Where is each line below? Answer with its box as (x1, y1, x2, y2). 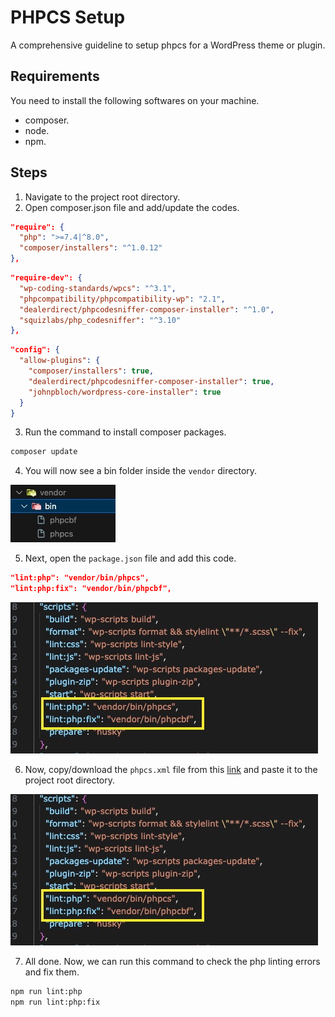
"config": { (10, 345, 60, 355)
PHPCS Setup (10, 6, 126, 29)
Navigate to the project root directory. (24, 191, 181, 203)
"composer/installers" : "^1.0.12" (19, 243, 163, 253)
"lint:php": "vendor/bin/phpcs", (10, 573, 150, 583)
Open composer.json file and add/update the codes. (24, 201, 240, 213)
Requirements (10, 68, 100, 85)
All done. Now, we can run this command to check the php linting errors (24, 956, 321, 968)
